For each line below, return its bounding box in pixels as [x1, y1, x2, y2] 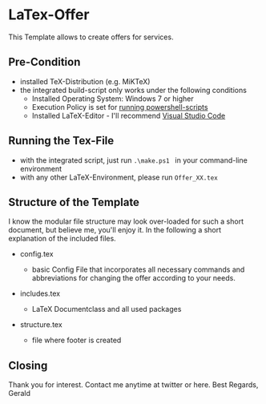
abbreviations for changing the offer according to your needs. [31, 273, 236, 283]
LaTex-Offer [8, 6, 90, 24]
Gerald [8, 389, 30, 398]
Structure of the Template [8, 195, 140, 209]
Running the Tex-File [8, 134, 115, 147]
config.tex [19, 249, 54, 259]
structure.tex [19, 320, 62, 329]
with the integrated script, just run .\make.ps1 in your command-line [19, 155, 248, 165]
